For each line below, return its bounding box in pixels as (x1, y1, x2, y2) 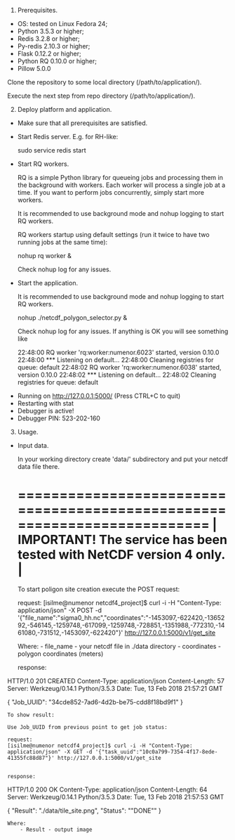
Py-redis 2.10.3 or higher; (17, 42, 90, 50)
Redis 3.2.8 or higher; (17, 34, 81, 43)
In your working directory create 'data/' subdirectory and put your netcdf (17, 455, 228, 463)
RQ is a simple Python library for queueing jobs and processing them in (17, 174, 223, 181)
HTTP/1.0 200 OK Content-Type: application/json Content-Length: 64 (7, 785, 208, 794)
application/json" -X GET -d (7, 748, 93, 755)
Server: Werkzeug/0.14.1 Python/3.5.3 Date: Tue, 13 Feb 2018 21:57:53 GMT (7, 792, 224, 801)
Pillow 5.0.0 (17, 65, 51, 72)
